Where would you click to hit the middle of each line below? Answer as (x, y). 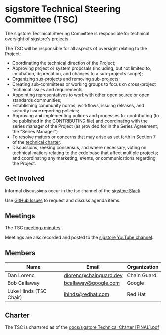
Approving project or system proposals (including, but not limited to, (82, 68)
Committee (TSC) (41, 20)
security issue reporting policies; (45, 111)
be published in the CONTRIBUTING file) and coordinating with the (80, 121)
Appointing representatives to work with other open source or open (81, 95)
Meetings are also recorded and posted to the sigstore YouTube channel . (79, 237)
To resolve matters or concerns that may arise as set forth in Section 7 (84, 137)
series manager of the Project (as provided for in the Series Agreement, (85, 126)
